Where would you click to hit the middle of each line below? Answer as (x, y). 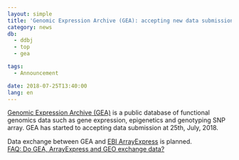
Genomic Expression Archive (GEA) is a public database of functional (108, 113)
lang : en (20, 92)
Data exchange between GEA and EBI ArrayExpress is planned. (100, 142)
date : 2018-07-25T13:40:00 (47, 86)
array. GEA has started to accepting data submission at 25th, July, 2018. (113, 128)
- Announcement (36, 73)
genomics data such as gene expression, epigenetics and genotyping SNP (117, 120)
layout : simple (30, 14)
